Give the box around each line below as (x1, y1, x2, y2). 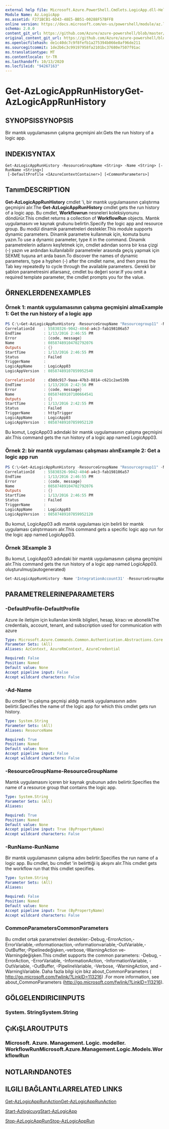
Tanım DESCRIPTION (5, 185, 70, 194)
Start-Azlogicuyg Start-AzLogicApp (5, 1108, 77, 1114)
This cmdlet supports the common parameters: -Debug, (42, 952, 158, 958)
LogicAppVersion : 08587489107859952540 (5, 369, 94, 374)
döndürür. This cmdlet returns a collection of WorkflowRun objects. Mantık (5, 215, 160, 221)
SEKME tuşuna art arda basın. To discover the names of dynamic (5, 252, 138, 259)
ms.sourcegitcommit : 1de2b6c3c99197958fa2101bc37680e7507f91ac (5, 45, 141, 50)
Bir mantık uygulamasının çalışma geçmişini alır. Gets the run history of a (5, 130, 154, 136)
